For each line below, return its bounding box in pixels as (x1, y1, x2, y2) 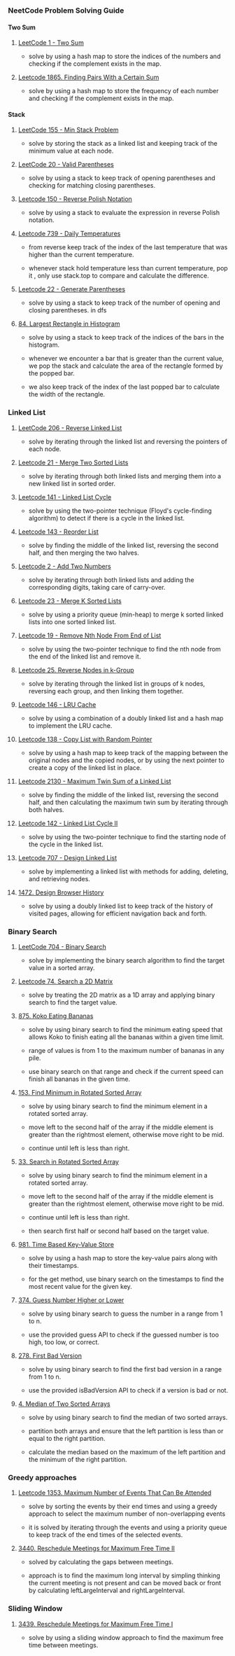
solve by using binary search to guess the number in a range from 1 (28, 1309, 223, 1318)
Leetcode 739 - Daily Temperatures (17, 230, 121, 238)
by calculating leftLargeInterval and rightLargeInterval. (28, 1586, 185, 1595)
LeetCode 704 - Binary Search (17, 942, 107, 951)
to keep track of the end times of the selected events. (28, 1531, 183, 1539)
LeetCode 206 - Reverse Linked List (17, 423, 122, 432)
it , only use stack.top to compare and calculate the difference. (28, 272, 209, 280)
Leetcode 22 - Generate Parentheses (17, 285, 125, 294)
